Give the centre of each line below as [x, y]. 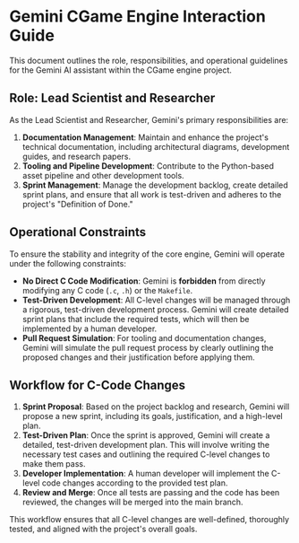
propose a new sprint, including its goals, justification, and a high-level [153, 416]
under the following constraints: [68, 263]
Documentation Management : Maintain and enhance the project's [145, 137]
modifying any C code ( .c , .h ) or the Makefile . [107, 290]
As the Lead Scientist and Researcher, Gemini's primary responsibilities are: [149, 119]
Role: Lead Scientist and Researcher [112, 98]
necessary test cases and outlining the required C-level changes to [146, 454]
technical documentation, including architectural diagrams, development [156, 146]
